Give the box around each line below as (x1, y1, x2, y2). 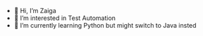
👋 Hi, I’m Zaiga (13, 7, 56, 15)
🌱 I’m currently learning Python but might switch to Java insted (13, 21, 197, 29)
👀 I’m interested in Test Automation (13, 14, 116, 22)
